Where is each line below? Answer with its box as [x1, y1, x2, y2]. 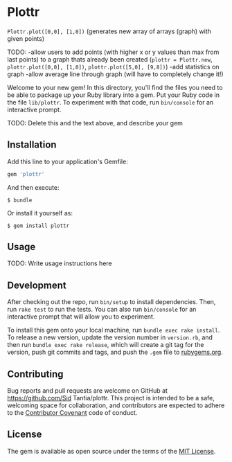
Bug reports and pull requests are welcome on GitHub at [7, 387, 168, 395]
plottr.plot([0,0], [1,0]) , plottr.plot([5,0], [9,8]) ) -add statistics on [7, 62, 220, 71]
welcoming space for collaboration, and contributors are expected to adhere [7, 401, 225, 409]
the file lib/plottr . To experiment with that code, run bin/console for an [7, 98, 214, 106]
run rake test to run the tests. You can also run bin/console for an [7, 305, 197, 314]
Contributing [7, 368, 64, 380]
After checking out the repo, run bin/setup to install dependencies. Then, [7, 298, 216, 306]
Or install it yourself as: [7, 208, 73, 217]
